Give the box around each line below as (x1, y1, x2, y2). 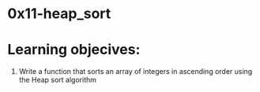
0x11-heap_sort (7, 5, 111, 23)
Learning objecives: (7, 41, 141, 59)
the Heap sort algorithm (18, 75, 96, 85)
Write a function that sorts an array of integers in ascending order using (18, 67, 253, 76)
